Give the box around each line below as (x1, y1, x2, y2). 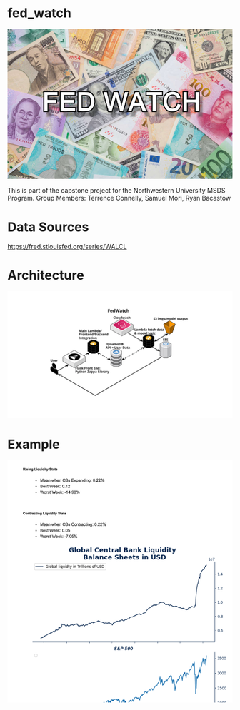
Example (7, 436, 60, 452)
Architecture (7, 268, 84, 283)
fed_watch (7, 5, 71, 21)
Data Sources (7, 219, 89, 235)
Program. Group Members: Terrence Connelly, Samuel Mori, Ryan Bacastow (7, 194, 231, 203)
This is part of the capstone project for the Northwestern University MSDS (7, 186, 226, 195)
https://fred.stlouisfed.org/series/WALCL (7, 243, 127, 251)
